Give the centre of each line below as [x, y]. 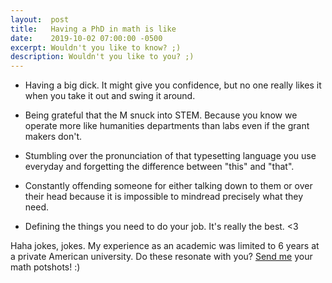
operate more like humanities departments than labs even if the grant [167, 126]
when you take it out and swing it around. [110, 96]
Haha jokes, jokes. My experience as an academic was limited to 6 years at [165, 246]
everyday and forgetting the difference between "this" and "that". [159, 167]
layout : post [40, 19]
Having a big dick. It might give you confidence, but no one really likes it [173, 85]
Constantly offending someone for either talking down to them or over [168, 186]
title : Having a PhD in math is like [93, 29]
